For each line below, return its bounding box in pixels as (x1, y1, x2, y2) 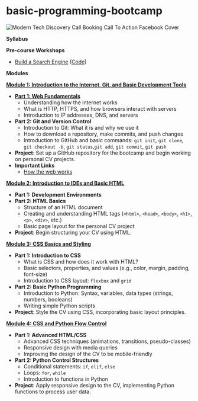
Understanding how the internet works (23, 99, 118, 106)
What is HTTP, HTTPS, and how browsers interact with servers (23, 105, 177, 112)
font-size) (23, 271, 48, 278)
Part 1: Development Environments (14, 191, 102, 198)
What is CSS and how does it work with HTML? (23, 258, 139, 265)
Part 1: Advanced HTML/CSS (14, 331, 87, 338)
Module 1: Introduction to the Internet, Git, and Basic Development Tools (6, 81, 187, 88)
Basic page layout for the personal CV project (23, 222, 135, 229)
